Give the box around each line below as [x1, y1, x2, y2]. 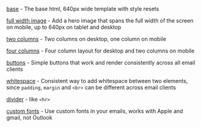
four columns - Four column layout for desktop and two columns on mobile [6, 47, 195, 54]
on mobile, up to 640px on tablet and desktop [6, 24, 122, 31]
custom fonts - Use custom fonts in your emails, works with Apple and [6, 107, 183, 115]
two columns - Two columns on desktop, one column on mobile [6, 35, 167, 42]
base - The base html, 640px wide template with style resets [6, 5, 159, 12]
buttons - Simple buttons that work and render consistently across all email [6, 59, 196, 66]
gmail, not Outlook [6, 114, 53, 121]
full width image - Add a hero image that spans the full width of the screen [6, 17, 194, 24]
